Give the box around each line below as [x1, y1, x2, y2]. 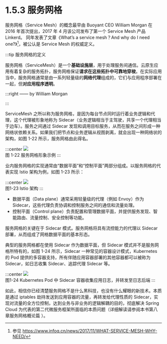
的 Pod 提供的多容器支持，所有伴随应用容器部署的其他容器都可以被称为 [5, 254, 151, 260]
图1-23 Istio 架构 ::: [5, 185, 44, 191]
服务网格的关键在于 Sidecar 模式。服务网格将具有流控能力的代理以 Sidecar [5, 225, 158, 231]
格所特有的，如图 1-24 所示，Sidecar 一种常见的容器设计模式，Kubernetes [5, 248, 158, 254]
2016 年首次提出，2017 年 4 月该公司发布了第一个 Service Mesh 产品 [5, 28, 146, 34]
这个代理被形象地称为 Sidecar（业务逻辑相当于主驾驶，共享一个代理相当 [13, 116, 162, 122]
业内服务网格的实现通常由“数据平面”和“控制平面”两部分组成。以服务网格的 [5, 162, 157, 168]
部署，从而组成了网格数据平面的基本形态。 [5, 231, 92, 237]
